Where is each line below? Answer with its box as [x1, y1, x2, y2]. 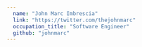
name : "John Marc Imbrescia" [13, 10, 98, 17]
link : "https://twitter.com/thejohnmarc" [13, 17, 136, 23]
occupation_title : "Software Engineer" [13, 23, 130, 30]
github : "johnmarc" [13, 29, 70, 37]
